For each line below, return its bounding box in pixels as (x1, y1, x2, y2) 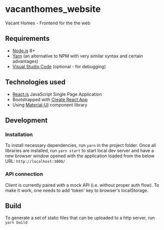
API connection (5, 171, 43, 178)
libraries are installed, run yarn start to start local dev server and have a (5, 148, 154, 154)
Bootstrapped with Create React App (12, 96, 88, 103)
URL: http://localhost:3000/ (5, 158, 66, 164)
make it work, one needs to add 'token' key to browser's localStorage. (5, 187, 149, 193)
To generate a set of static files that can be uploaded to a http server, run (5, 215, 155, 221)
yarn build (5, 220, 28, 225)
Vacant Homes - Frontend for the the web (5, 20, 90, 26)
